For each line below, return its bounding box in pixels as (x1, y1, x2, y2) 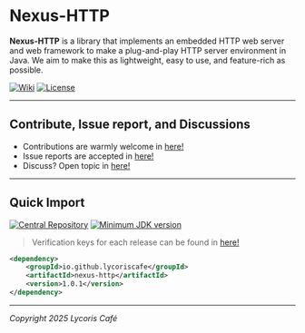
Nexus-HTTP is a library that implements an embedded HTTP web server (9, 35, 285, 46)
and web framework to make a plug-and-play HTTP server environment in (9, 44, 287, 55)
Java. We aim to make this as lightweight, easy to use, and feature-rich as (9, 54, 286, 65)
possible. (9, 64, 44, 75)
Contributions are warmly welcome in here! (22, 141, 184, 152)
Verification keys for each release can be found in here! (31, 237, 240, 248)
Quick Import (9, 195, 85, 211)
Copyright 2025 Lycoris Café (9, 312, 118, 323)
